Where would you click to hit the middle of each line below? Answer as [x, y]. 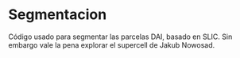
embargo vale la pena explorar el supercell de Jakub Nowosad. [112, 44]
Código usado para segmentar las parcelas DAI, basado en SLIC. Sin [120, 37]
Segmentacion [58, 15]
